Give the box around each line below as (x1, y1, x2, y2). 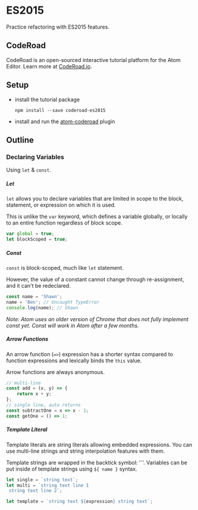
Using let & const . (6, 166, 52, 173)
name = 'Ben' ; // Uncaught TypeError (6, 299, 100, 305)
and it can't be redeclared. (6, 282, 71, 289)
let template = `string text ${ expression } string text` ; (6, 499, 153, 505)
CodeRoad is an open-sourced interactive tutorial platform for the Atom (6, 56, 181, 63)
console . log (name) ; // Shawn (6, 304, 78, 310)
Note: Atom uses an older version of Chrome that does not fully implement (6, 315, 189, 322)
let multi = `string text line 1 (6, 482, 89, 489)
